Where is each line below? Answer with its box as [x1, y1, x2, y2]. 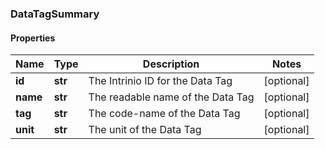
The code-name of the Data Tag [88, 107, 241, 121]
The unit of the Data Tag [88, 123, 202, 137]
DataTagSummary [10, 7, 100, 21]
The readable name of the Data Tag [88, 90, 255, 104]
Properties [10, 32, 56, 44]
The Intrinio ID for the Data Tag [88, 74, 233, 88]
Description [142, 57, 200, 71]
